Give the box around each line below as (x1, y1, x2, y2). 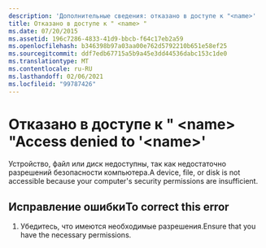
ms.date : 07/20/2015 (8, 27, 79, 35)
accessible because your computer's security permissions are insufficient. (8, 176, 259, 186)
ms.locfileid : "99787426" (8, 80, 96, 88)
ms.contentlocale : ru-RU (8, 65, 93, 73)
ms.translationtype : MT (8, 58, 89, 66)
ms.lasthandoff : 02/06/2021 (8, 72, 104, 80)
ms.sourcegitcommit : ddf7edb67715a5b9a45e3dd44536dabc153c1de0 (8, 50, 228, 58)
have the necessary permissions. (20, 230, 132, 240)
